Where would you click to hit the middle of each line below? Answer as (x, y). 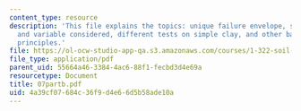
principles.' (42, 43)
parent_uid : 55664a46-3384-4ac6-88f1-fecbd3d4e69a (106, 68)
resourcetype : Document (54, 76)
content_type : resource (54, 17)
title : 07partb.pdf (46, 84)
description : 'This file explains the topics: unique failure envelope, (148, 26)
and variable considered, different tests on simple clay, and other (150, 34)
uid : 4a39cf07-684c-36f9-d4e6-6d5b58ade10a (92, 92)
